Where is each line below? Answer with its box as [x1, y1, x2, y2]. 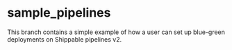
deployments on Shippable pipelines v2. [7, 35, 122, 43]
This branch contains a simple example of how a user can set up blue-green [7, 28, 226, 36]
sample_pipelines [7, 5, 111, 21]
